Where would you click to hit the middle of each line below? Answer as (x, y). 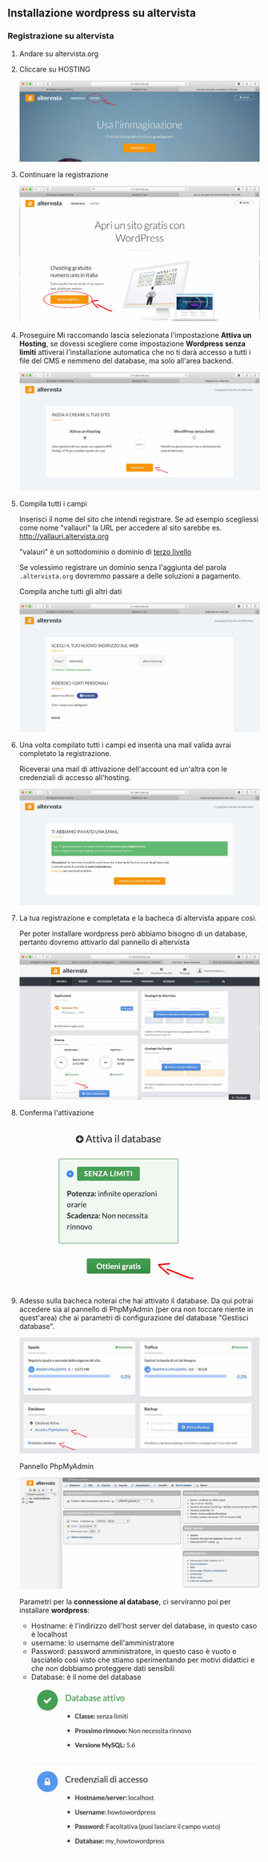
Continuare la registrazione (64, 174)
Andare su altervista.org (59, 53)
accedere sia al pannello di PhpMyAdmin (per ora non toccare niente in (136, 1309)
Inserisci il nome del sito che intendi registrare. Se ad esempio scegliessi (139, 519)
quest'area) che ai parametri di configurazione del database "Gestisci (134, 1318)
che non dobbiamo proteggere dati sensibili (103, 1668)
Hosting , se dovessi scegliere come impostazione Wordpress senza (132, 344)
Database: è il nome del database (86, 1677)
